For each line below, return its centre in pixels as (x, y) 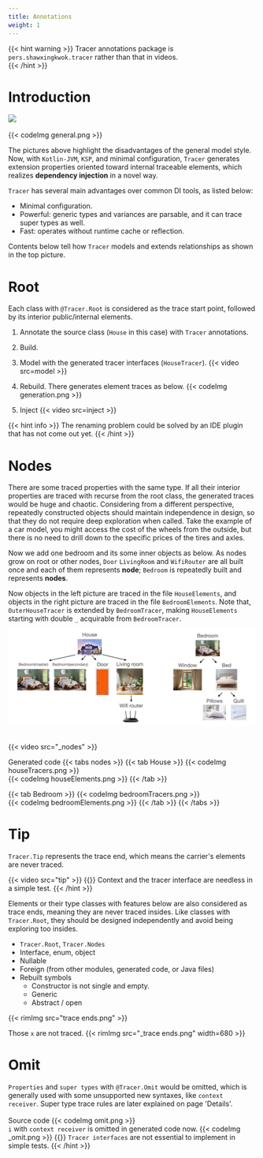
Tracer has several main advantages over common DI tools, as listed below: (131, 191)
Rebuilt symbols (46, 977)
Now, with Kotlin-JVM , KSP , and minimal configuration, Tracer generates (124, 159)
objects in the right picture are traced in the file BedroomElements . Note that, (130, 602)
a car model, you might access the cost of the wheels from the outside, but (130, 529)
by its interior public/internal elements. (70, 317)
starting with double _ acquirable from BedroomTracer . (95, 618)
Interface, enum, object (57, 953)
